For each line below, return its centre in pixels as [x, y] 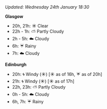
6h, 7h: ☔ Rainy [28, 101]
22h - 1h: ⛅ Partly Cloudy [38, 31]
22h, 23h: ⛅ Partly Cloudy [39, 87]
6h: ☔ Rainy [24, 46]
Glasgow [14, 16]
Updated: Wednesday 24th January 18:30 [47, 7]
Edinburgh [16, 64]
